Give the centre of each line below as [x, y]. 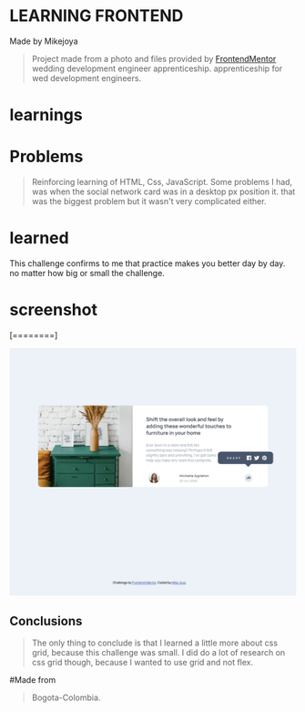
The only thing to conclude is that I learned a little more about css [155, 643]
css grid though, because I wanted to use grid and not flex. [142, 663]
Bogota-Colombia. [66, 697]
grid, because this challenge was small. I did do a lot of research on [158, 653]
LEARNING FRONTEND [97, 16]
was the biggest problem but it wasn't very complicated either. [149, 201]
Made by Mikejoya [44, 41]
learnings [46, 115]
